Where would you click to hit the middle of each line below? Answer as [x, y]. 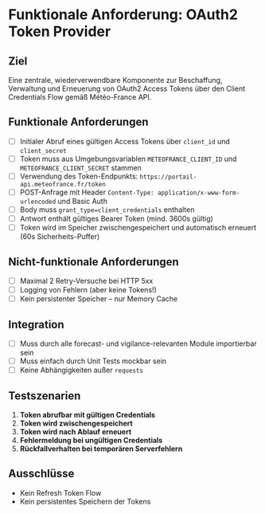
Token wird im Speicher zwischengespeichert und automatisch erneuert [138, 228]
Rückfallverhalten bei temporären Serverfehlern [101, 449]
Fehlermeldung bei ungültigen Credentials [91, 441]
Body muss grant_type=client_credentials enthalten [107, 210]
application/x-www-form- [199, 193]
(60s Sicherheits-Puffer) [60, 237]
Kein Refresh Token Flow [60, 492]
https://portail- [168, 177]
